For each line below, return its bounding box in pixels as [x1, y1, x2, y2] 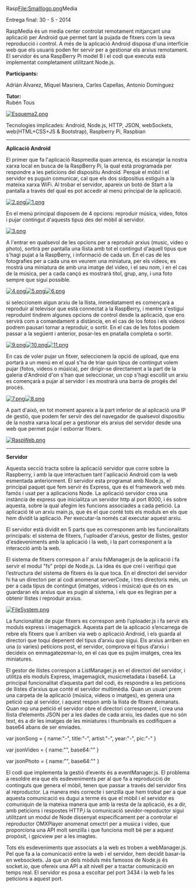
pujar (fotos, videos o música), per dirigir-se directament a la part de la [6, 366, 176, 372]
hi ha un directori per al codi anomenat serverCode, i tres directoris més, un [6, 576, 188, 583]
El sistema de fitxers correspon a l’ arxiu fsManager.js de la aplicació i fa [6, 556, 180, 563]
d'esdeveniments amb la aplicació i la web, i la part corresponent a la [6, 538, 172, 545]
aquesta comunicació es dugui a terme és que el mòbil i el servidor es [6, 795, 174, 801]
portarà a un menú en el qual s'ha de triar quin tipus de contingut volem [6, 359, 178, 366]
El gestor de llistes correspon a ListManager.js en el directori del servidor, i [6, 667, 185, 674]
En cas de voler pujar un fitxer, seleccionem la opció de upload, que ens [6, 353, 180, 360]
